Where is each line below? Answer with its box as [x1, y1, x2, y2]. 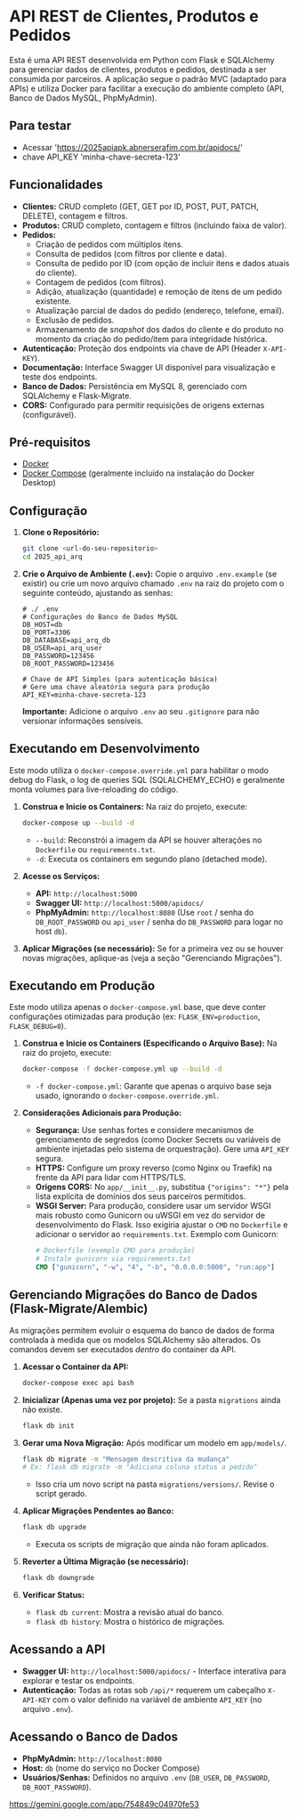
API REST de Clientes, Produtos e [9, 6, 260, 27]
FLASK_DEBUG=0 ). [9, 1021, 67, 1031]
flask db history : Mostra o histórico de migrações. [35, 1617, 225, 1626]
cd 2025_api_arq [21, 552, 83, 562]
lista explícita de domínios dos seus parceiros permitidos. [35, 1191, 246, 1202]
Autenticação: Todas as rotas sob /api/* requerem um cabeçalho [21, 1684, 266, 1695]
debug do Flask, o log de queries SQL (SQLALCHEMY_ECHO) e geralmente [9, 774, 286, 785]
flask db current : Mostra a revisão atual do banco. [35, 1607, 224, 1618]
